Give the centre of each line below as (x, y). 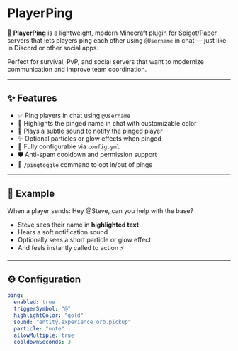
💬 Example (31, 194)
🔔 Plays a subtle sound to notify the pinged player (90, 131)
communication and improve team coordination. (77, 69)
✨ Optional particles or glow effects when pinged (89, 138)
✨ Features (32, 98)
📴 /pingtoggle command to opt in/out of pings (85, 164)
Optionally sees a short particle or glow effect (84, 239)
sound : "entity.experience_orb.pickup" (73, 322)
